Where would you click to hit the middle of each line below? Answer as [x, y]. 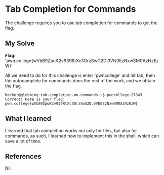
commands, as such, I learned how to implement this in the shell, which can [82, 136]
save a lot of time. [23, 141]
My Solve [20, 44]
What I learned [28, 119]
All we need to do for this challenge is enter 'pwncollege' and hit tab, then [80, 75]
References [23, 156]
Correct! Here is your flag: [35, 99]
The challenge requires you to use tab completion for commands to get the [81, 23]
